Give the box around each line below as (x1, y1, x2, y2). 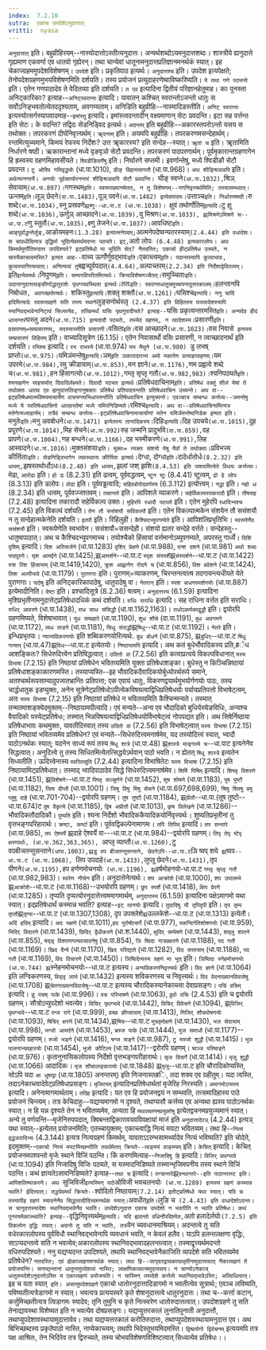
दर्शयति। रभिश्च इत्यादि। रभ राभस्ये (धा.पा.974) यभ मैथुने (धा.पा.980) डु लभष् (8, 341, 209, 351)
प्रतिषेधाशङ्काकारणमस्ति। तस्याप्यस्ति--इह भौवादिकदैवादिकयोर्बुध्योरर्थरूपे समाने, (8, 667, 208, 677)
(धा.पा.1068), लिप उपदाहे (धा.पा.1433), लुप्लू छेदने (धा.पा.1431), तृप (31, 855, 218, 864)
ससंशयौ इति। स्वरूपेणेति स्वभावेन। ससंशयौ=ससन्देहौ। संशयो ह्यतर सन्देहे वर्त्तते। (8, 524, 209, 533)
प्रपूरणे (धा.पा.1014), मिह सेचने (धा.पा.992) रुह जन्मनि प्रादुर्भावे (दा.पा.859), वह (8, 425, 210, 435)
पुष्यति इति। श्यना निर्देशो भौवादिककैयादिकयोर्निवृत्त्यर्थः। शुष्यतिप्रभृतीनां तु (58, 810, 234, 820)
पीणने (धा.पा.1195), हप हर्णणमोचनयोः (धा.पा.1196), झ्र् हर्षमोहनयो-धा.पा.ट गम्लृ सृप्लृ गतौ (8, 864, 237, 874)
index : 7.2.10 (8, 11, 59, 20)
